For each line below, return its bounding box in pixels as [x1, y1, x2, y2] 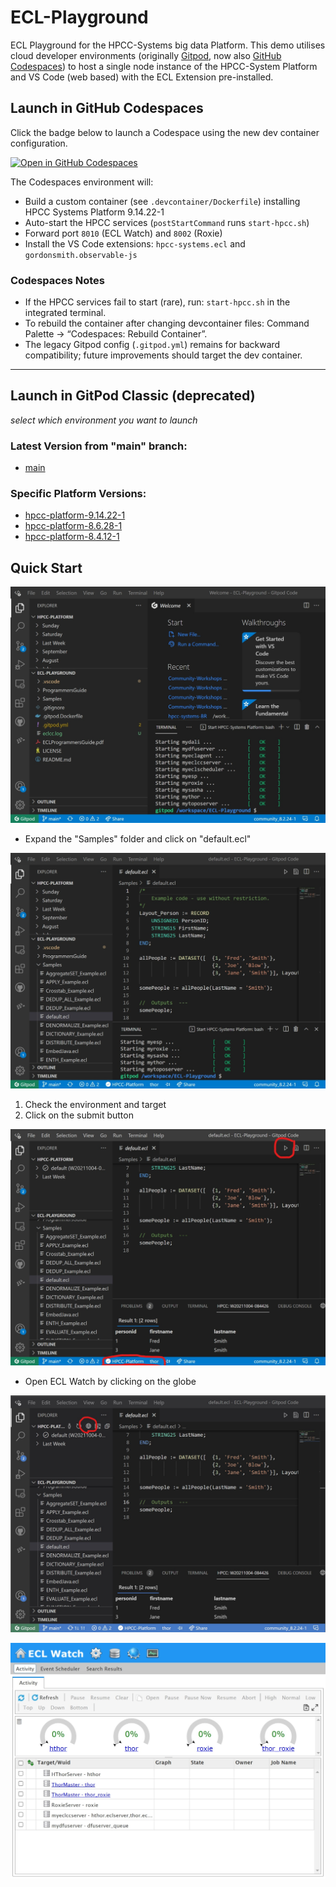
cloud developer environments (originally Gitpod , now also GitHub [10, 49, 282, 61]
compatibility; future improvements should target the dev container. [24, 349, 303, 361]
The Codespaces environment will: [10, 176, 154, 188]
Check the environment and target [24, 1099, 167, 1111]
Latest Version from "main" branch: [10, 439, 188, 453]
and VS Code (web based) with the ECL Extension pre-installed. [10, 71, 274, 83]
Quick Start [10, 559, 83, 576]
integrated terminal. [24, 307, 107, 319]
